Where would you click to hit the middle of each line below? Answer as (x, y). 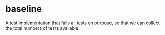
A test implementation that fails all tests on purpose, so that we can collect (82, 23)
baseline (23, 9)
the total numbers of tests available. (42, 28)
